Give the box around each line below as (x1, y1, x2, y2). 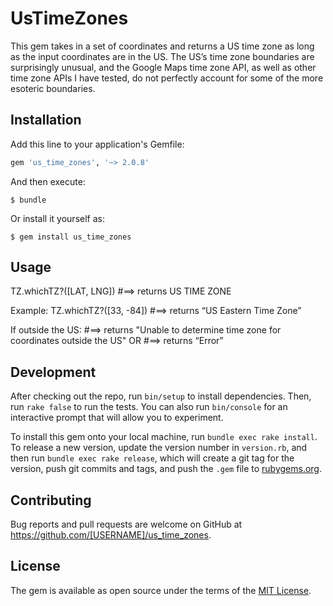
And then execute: (10, 175, 86, 187)
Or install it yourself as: (10, 212, 105, 224)
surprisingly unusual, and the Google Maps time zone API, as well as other (10, 61, 317, 73)
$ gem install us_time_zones (10, 232, 132, 242)
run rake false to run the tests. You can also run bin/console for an (10, 401, 288, 413)
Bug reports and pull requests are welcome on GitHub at (10, 518, 243, 531)
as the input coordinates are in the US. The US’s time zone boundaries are (10, 50, 315, 62)
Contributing (10, 492, 92, 509)
